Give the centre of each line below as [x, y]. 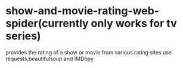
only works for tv [134, 23]
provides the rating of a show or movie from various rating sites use [89, 52]
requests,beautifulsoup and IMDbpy [49, 59]
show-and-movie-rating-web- [82, 11]
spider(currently [47, 23]
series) [23, 36]
